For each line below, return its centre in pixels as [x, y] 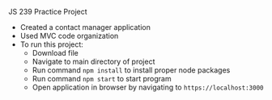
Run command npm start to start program [102, 79]
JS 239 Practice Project [48, 12]
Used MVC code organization [69, 36]
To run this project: [51, 44]
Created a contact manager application [85, 27]
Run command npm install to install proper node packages [131, 70]
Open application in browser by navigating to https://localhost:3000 [148, 87]
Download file [55, 53]
